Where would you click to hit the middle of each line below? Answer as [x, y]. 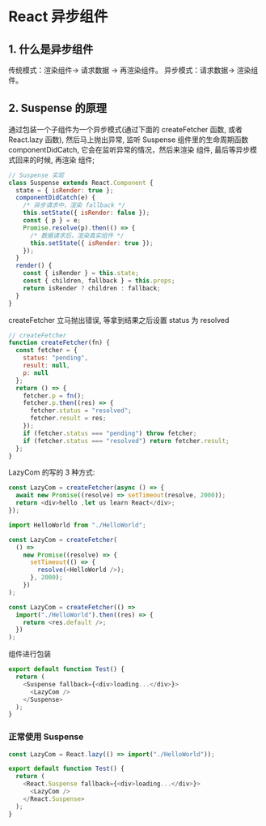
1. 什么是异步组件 [51, 49]
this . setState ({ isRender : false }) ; [87, 213]
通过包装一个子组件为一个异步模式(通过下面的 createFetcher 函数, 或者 [125, 129]
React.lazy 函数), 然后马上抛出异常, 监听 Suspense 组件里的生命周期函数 [129, 140]
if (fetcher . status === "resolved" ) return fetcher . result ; [126, 441]
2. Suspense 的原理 [58, 108]
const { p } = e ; [52, 221]
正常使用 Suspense [46, 737]
